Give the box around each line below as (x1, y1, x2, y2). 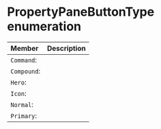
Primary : (10, 110, 38, 120)
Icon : (10, 89, 27, 98)
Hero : (10, 77, 27, 86)
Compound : (10, 66, 41, 75)
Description (46, 43, 87, 53)
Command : (10, 55, 38, 64)
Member (10, 43, 39, 53)
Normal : (10, 99, 34, 109)
